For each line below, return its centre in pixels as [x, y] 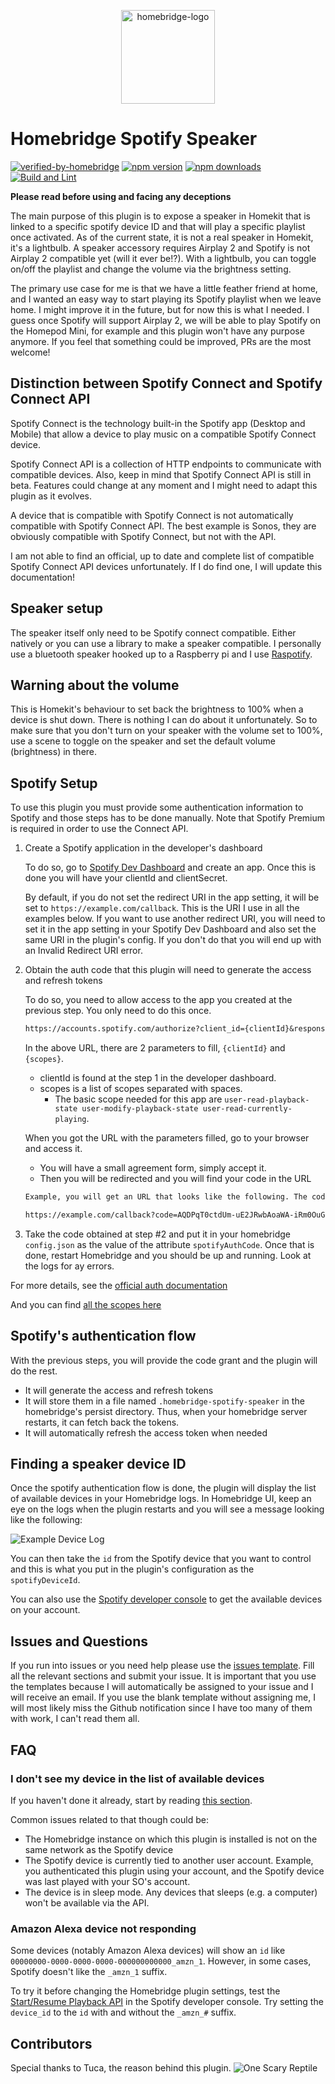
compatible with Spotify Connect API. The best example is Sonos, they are [163, 526]
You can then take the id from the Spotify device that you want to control [161, 1559]
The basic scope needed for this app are [138, 1099]
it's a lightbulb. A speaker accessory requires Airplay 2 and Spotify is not [160, 247]
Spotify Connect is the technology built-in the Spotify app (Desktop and [158, 423]
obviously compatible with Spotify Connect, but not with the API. [143, 536]
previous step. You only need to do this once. [118, 1011]
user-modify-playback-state [140, 1109]
